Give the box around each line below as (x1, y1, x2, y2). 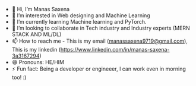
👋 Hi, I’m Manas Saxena (11, 6, 70, 12)
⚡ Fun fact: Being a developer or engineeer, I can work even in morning (11, 65, 186, 72)
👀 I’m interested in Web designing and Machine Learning (11, 12, 150, 19)
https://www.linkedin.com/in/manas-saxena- (60, 46, 170, 53)
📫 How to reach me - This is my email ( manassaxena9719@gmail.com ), (11, 37, 188, 44)
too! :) (11, 74, 27, 81)
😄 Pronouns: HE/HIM (11, 59, 64, 65)
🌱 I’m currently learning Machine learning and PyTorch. (11, 18, 147, 25)
